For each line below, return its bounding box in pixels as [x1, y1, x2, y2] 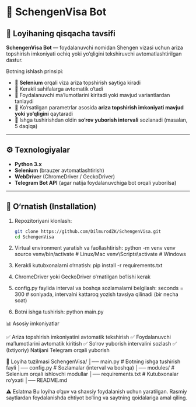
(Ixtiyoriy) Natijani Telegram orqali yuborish [6, 347, 110, 354]
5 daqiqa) [14, 123, 38, 129]
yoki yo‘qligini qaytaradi [14, 111, 73, 117]
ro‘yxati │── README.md [6, 377, 68, 384]
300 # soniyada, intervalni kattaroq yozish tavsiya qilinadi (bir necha [14, 291, 179, 298]
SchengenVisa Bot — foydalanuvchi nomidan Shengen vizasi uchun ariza [6, 44, 184, 51]
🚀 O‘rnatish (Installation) [6, 202, 97, 212]
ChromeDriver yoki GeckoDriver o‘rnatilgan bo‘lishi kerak [14, 273, 150, 280]
